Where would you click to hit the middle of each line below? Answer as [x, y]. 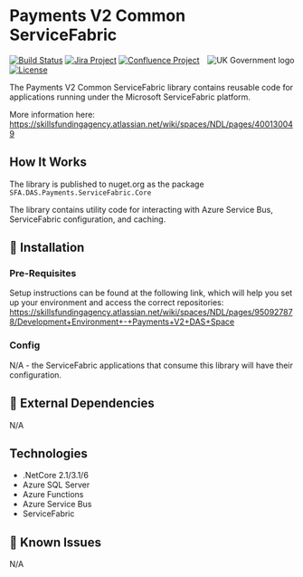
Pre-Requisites [43, 274]
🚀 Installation [47, 248]
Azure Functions [53, 495]
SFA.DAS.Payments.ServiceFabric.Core [80, 192]
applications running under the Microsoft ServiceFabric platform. [130, 97]
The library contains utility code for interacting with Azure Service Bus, [141, 209]
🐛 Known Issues [56, 542]
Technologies [49, 453]
